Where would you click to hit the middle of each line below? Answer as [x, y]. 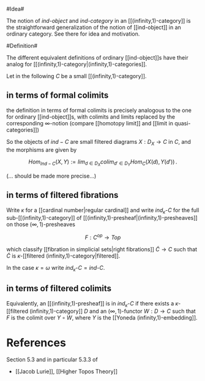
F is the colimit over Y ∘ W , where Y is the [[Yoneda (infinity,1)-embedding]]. [102, 318]
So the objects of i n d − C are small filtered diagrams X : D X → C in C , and [99, 142]
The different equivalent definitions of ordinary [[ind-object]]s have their [97, 57]
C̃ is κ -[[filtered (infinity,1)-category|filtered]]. [63, 256]
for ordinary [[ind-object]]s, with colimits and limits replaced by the [91, 117]
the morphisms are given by [42, 149]
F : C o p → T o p [103, 237]
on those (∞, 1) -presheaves [41, 224]
